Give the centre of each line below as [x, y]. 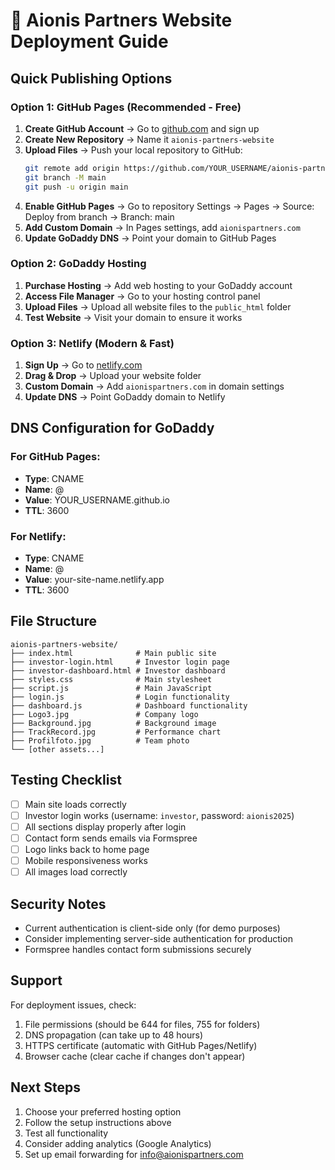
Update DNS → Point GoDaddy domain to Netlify [125, 397]
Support [36, 980]
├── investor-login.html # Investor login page [120, 662]
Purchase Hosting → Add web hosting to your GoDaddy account [158, 285]
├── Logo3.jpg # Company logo [104, 714]
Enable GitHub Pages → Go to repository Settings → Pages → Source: [169, 206]
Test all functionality [66, 1133]
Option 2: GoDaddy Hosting [78, 264]
